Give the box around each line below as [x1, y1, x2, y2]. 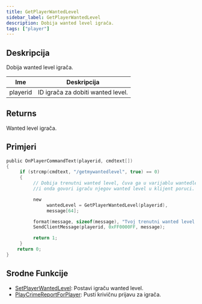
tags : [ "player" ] [6, 25, 50, 32]
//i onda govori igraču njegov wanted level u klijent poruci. [32, 186, 195, 192]
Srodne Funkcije [6, 269, 69, 279]
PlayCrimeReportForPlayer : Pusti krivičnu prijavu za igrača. [14, 291, 161, 298]
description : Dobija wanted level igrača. [6, 20, 114, 26]
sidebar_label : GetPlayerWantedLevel [6, 14, 101, 20]
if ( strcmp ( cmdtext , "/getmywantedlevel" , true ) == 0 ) [19, 169, 161, 175]
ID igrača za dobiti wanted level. [38, 88, 128, 97]
